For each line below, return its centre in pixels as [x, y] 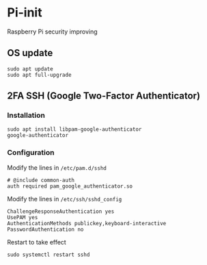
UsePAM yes [23, 217]
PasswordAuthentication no [45, 229]
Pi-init [25, 13]
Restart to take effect [37, 242]
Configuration [31, 153]
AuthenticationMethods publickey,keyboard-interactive [87, 223]
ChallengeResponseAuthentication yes [61, 211]
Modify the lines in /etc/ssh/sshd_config [65, 199]
